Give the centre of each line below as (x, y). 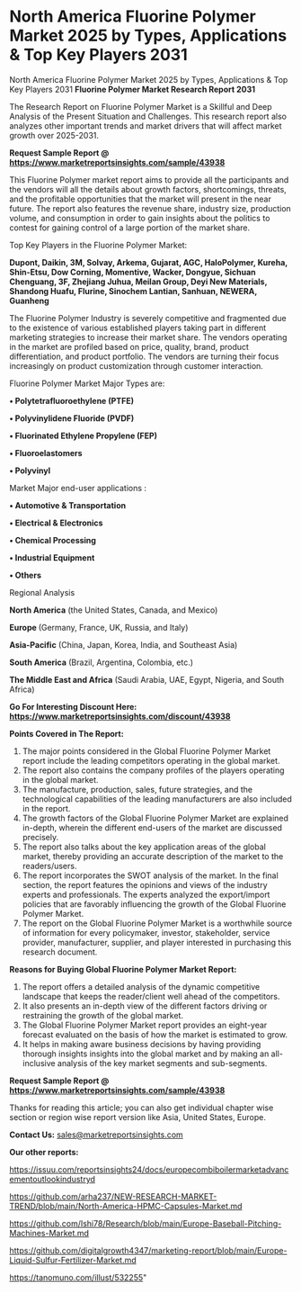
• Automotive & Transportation (68, 505)
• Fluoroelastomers (46, 453)
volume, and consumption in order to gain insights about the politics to (140, 218)
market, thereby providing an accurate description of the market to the (153, 856)
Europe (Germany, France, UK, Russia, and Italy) (99, 627)
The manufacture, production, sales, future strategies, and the (137, 789)
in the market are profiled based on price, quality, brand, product (129, 346)
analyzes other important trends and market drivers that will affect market (146, 126)
